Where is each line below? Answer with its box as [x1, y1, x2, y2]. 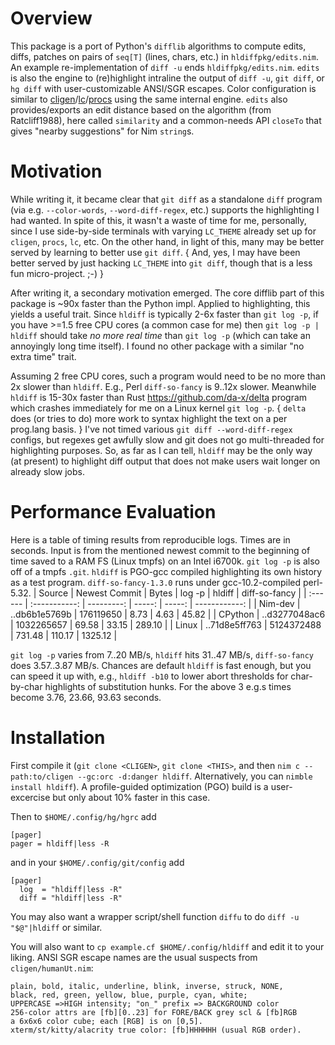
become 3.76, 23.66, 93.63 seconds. [10, 691, 162, 703]
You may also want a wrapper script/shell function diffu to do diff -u [10, 910, 300, 922]
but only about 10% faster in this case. [52, 791, 211, 803]
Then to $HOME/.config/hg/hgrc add [10, 810, 157, 822]
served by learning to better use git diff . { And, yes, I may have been [10, 246, 301, 258]
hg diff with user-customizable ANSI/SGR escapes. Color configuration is [10, 82, 317, 94]
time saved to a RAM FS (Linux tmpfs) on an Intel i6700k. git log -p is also [10, 555, 320, 567]
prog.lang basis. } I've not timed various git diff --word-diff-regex [10, 423, 293, 435]
